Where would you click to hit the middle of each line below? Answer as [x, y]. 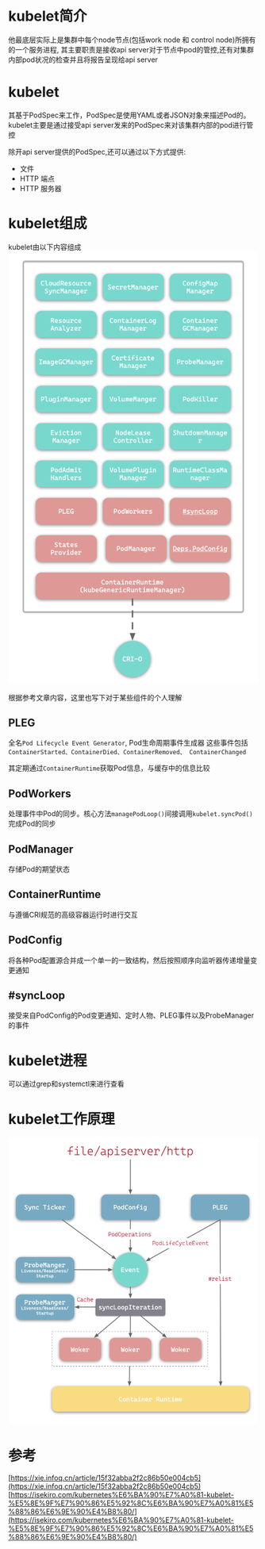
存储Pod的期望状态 [39, 869]
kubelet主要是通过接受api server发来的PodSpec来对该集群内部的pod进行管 [131, 125]
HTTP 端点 [37, 178]
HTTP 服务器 [40, 188]
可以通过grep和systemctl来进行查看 [66, 1084]
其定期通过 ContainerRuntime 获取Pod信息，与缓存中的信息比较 [109, 768]
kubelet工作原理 [61, 1119]
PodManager [41, 849]
